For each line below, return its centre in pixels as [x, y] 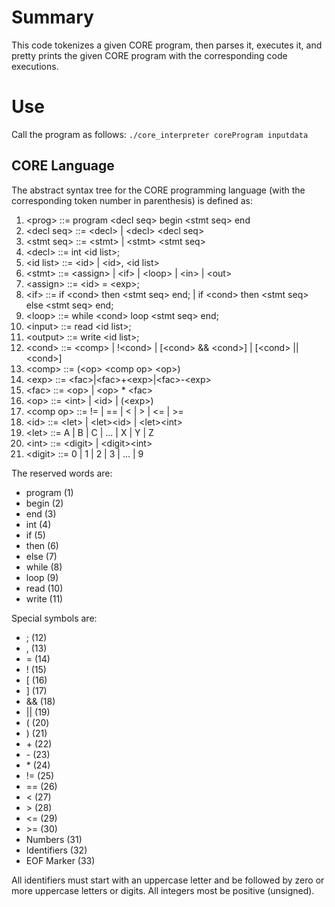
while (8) [44, 567]
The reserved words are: [62, 473]
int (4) [38, 524]
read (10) [44, 588]
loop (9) [42, 577]
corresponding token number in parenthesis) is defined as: [132, 200]
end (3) [41, 513]
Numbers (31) [54, 839]
